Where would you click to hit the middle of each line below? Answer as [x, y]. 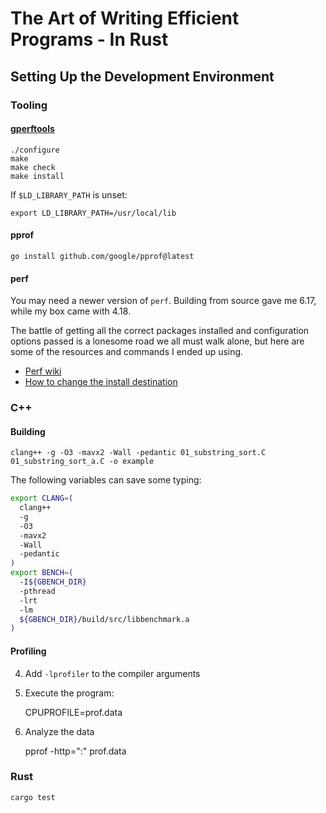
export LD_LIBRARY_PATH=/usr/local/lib [93, 213]
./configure [35, 150]
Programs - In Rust [89, 39]
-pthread [37, 591]
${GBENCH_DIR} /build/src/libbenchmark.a [104, 619]
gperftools [32, 129]
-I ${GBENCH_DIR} [53, 582]
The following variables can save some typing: [106, 480]
